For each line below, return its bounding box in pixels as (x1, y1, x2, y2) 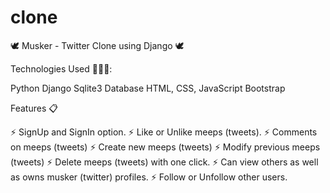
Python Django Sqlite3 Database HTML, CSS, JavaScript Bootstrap (10, 82, 286, 94)
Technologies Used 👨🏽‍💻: (10, 62, 113, 75)
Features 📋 (10, 102, 58, 114)
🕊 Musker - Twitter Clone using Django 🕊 (10, 39, 185, 51)
